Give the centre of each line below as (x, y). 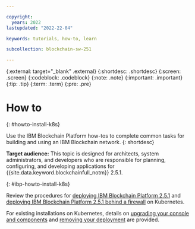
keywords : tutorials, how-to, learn (51, 39)
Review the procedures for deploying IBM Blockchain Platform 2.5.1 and (94, 196)
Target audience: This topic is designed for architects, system (83, 154)
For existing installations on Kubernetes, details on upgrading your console (97, 214)
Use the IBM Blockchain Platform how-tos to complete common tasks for (95, 136)
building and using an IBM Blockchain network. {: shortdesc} (80, 142)
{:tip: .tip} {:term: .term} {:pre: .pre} (49, 84)
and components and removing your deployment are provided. (83, 220)
